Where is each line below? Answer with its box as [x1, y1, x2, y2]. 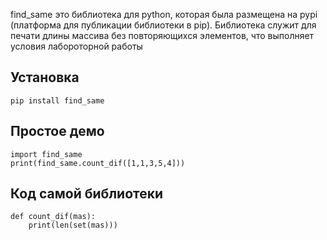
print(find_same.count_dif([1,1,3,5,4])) [10, 158, 186, 168]
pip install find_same [10, 95, 105, 106]
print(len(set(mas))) [28, 220, 118, 231]
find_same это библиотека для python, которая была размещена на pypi [10, 9, 318, 20]
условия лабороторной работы [10, 40, 143, 52]
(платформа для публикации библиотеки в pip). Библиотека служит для [10, 19, 317, 31]
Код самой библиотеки [10, 185, 164, 203]
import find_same [10, 149, 83, 159]
